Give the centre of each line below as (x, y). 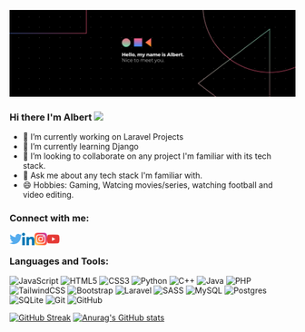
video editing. (48, 194)
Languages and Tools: (59, 261)
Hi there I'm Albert (51, 117)
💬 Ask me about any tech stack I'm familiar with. (112, 175)
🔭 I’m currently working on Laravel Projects (103, 136)
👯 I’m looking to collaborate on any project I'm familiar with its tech (147, 156)
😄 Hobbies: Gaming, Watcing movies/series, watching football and (148, 185)
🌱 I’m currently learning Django (80, 146)
